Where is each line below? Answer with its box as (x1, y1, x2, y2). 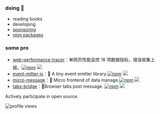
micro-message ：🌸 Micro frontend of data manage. (12, 77, 119, 83)
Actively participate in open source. (5, 93, 79, 99)
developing (12, 21, 36, 27)
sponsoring (12, 27, 36, 33)
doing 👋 (5, 5, 24, 12)
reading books (12, 16, 43, 22)
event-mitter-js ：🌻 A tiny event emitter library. (12, 70, 108, 77)
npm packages (12, 32, 44, 38)
